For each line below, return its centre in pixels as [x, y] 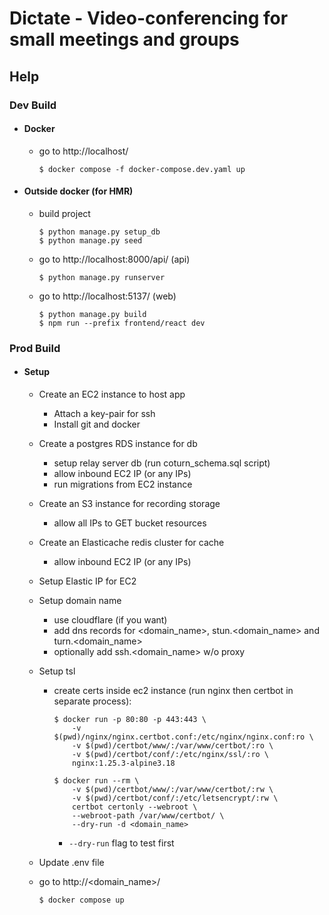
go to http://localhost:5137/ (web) [107, 296]
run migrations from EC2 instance [123, 484]
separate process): [92, 701]
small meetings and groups [124, 39]
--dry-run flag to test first [121, 843]
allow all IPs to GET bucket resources [130, 523]
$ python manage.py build [92, 314]
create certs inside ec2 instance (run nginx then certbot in [173, 691]
